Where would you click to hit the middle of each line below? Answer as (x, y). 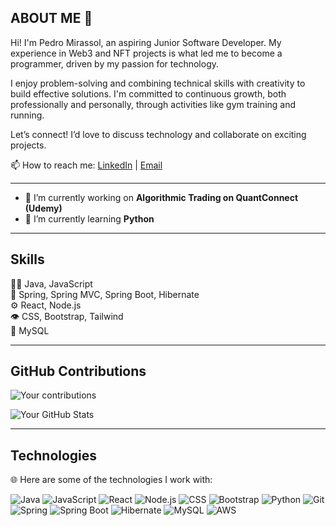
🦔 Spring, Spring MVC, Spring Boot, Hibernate (105, 294)
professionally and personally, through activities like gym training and (153, 104)
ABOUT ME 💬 (51, 18)
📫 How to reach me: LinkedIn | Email (86, 165)
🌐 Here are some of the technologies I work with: (111, 480)
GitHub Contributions (78, 371)
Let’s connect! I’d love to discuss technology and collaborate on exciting (158, 134)
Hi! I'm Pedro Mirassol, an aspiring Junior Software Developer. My (146, 42)
